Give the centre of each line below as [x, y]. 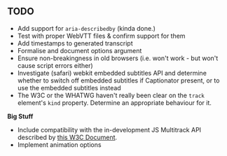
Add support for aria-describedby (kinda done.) [86, 28]
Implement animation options [59, 144]
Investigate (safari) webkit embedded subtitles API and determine [112, 73]
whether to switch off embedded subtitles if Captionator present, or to [118, 80]
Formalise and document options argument [80, 50]
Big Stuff [20, 116]
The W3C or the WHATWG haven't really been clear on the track [111, 95]
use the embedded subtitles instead [69, 87]
